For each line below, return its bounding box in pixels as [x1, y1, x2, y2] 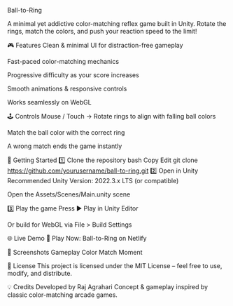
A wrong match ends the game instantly [7, 142, 122, 150]
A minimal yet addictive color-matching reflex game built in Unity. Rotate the [7, 20, 227, 27]
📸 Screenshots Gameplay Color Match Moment [7, 248, 143, 256]
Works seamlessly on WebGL [7, 98, 92, 106]
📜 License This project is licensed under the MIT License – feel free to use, [7, 262, 223, 270]
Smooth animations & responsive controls [7, 84, 127, 93]
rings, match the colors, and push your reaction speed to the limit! [7, 27, 197, 35]
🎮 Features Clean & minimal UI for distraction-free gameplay [7, 41, 183, 49]
